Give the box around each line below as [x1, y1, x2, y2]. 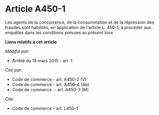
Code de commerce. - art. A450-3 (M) [12, 86, 89, 92]
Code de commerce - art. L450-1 [12, 105, 79, 111]
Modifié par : [5, 48, 30, 54]
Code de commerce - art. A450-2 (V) [12, 76, 87, 82]
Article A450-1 [5, 3, 66, 14]
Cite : [5, 96, 15, 102]
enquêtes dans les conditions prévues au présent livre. [5, 29, 115, 35]
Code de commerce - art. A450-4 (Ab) [12, 81, 90, 87]
